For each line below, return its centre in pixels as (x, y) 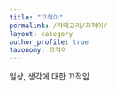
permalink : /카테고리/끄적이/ (58, 26)
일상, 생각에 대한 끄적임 (50, 77)
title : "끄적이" (36, 17)
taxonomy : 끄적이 (39, 50)
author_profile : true (49, 42)
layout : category (41, 34)
